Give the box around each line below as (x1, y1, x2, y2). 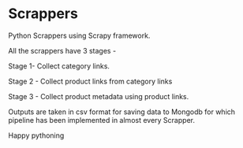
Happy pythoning (8, 131, 65, 140)
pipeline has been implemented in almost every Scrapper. (8, 115, 196, 124)
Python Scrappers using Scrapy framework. (8, 31, 151, 40)
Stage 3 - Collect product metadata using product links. (8, 91, 189, 101)
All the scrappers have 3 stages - (8, 46, 117, 55)
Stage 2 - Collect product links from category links (8, 76, 173, 86)
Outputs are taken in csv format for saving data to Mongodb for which (8, 107, 235, 117)
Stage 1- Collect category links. (8, 61, 110, 71)
